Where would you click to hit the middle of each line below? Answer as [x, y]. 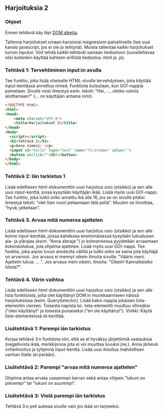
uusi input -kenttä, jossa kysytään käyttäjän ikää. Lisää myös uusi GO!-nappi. [81, 192]
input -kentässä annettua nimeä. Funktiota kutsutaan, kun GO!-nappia [74, 86]
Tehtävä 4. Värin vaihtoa [35, 279]
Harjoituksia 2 [27, 8]
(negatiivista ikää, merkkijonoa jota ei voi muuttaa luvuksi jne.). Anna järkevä [81, 344]
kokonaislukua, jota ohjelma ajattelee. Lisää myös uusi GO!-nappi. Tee [75, 246]
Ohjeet [13, 22]
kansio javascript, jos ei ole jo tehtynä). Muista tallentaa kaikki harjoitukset [79, 47]
